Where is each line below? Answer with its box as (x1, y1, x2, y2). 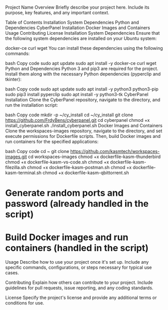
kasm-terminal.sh (5, 170, 42, 176)
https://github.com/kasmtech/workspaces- (70, 148, 160, 154)
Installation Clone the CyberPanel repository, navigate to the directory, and (5, 97, 160, 103)
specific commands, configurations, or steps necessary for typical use (5, 264, 152, 271)
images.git (5, 153, 27, 160)
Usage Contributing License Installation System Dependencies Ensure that (5, 30, 160, 36)
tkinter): (5, 76, 22, 82)
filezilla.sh (5, 165, 26, 170)
